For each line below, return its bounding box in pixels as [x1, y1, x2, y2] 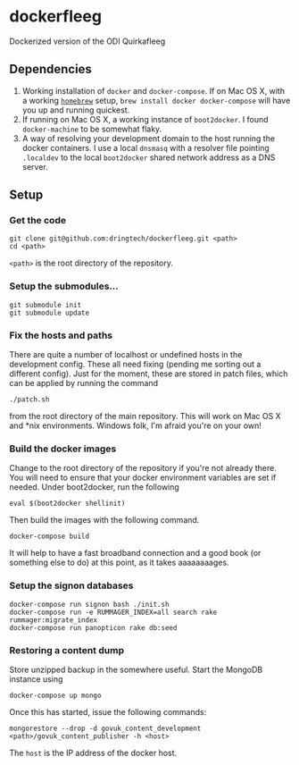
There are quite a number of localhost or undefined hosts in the [9, 349, 243, 360]
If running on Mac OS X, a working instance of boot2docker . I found [21, 113, 270, 124]
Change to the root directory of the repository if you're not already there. [9, 463, 277, 474]
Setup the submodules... [9, 280, 119, 292]
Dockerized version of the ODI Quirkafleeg [9, 36, 166, 46]
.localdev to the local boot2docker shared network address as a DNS [21, 152, 276, 163]
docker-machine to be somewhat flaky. [21, 123, 162, 134]
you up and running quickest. [21, 105, 130, 115]
